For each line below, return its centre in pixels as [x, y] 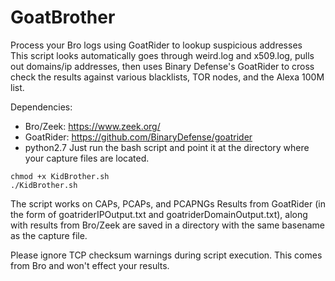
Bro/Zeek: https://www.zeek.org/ [92, 126]
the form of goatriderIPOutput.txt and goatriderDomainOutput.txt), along [159, 214]
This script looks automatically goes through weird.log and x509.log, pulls [162, 55]
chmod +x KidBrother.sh [60, 176]
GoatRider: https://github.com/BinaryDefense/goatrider [138, 137]
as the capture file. [49, 235]
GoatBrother [63, 17]
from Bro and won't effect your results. [90, 265]
